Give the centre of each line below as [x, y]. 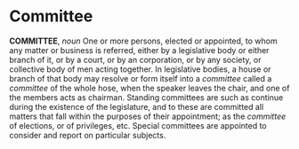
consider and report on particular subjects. [88, 135]
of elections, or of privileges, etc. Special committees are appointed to [138, 125]
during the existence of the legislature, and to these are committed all [137, 106]
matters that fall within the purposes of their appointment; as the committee [148, 116]
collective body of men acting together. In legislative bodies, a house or [140, 69]
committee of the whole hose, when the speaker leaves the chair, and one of [149, 88]
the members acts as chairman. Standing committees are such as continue [146, 97]
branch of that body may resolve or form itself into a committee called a [141, 78]
